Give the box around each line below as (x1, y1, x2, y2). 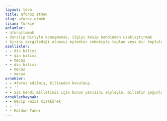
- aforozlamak (5, 30, 35, 35)
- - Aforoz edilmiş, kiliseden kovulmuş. (5, 81, 92, 85)
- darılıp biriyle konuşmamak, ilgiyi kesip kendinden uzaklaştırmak (5, 35, 153, 40)
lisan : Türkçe (5, 21, 35, 26)
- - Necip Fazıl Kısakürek (5, 99, 61, 104)
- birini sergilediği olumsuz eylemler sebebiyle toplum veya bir (5, 40, 146, 44)
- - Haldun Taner (5, 108, 41, 114)
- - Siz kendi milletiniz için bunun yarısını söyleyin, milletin (5, 90, 146, 95)
